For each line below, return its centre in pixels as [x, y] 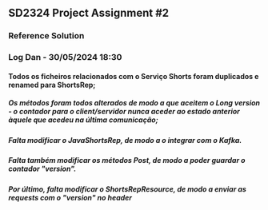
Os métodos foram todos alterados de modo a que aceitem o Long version [134, 103]
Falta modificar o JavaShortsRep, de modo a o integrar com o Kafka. [125, 140]
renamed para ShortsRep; [52, 85]
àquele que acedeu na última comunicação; [83, 120]
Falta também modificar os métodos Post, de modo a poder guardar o [127, 160]
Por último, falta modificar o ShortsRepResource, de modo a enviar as [127, 189]
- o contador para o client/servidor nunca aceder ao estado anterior [124, 112]
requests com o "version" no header [70, 197]
